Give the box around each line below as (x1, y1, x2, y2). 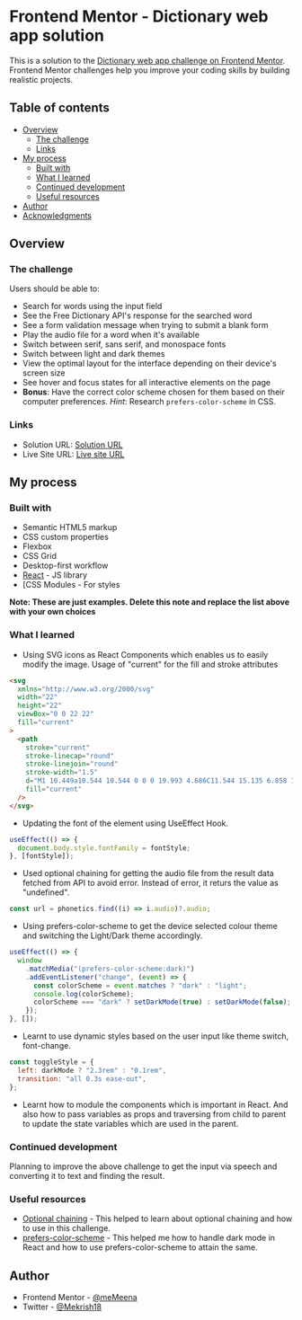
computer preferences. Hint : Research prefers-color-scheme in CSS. (22, 396, 277, 407)
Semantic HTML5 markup (22, 522, 118, 533)
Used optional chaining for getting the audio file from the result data (22, 868, 274, 879)
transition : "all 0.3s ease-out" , (17, 1074, 147, 1084)
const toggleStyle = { (9, 1058, 94, 1067)
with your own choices (9, 607, 96, 617)
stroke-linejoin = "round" (25, 759, 119, 769)
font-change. (22, 1041, 72, 1051)
